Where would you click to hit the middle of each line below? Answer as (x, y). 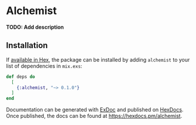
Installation (27, 45)
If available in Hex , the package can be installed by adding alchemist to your (98, 59)
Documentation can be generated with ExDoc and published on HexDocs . (95, 110)
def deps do (20, 77)
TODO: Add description (35, 27)
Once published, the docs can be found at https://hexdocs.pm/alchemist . (94, 116)
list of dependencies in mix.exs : (44, 66)
